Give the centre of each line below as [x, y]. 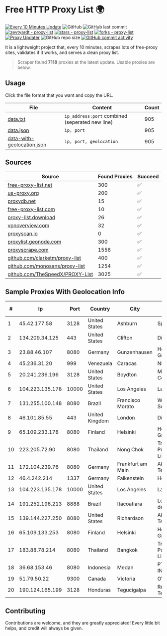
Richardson [130, 518]
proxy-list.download [32, 217]
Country [100, 309]
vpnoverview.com [29, 225]
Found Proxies [115, 176]
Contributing [25, 611]
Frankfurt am [132, 464]
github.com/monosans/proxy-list [46, 266]
